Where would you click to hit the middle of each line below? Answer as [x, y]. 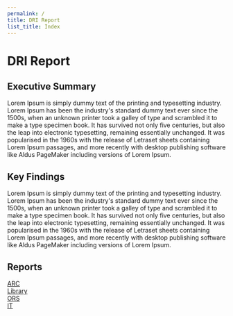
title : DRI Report [34, 20]
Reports [25, 267]
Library [17, 291]
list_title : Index [34, 26]
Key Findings [36, 177]
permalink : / [26, 14]
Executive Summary [52, 86]
